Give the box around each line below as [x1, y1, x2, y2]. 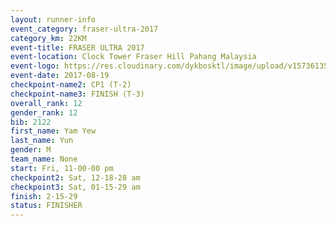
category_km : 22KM [10, 33, 87, 43]
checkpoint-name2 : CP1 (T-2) [10, 80, 132, 90]
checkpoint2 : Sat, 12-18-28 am [10, 172, 141, 183]
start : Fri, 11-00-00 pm [10, 163, 114, 173]
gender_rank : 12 [10, 107, 78, 118]
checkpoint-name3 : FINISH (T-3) [10, 89, 145, 99]
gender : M [10, 145, 52, 155]
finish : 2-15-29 [10, 191, 78, 201]
